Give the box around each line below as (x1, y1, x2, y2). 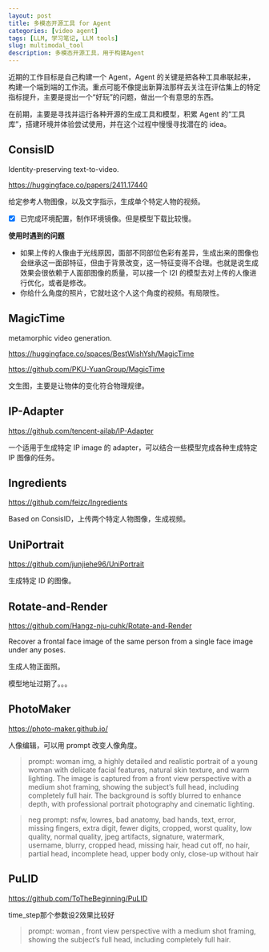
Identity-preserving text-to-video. (8, 164, 119, 174)
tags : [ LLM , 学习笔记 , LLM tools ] (8, 34, 118, 43)
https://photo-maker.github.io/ (8, 724, 108, 733)
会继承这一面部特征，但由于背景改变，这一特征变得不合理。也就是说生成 (19, 258, 259, 268)
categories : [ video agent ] (8, 27, 98, 35)
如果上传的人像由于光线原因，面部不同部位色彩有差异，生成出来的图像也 (19, 247, 259, 257)
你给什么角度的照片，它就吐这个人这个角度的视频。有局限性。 (19, 288, 224, 297)
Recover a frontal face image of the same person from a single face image (8, 636, 254, 646)
